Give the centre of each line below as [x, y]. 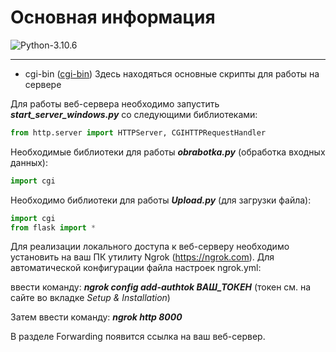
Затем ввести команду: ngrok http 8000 [96, 317]
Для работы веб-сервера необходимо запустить [115, 103]
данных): [29, 162]
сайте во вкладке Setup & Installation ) [90, 298]
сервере [43, 84]
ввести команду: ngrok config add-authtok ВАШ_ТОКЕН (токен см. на [161, 287]
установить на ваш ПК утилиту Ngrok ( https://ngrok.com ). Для [142, 257]
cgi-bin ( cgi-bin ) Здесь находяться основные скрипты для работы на [172, 73]
